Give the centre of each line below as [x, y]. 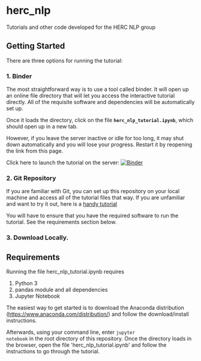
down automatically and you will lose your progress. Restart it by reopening [99, 144]
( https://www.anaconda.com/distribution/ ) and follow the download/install [97, 314]
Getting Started [36, 46]
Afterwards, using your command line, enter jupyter [71, 332]
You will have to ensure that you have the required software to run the [92, 216]
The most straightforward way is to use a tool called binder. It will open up [97, 89]
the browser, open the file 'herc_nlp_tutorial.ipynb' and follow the [86, 345]
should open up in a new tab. [42, 126]
